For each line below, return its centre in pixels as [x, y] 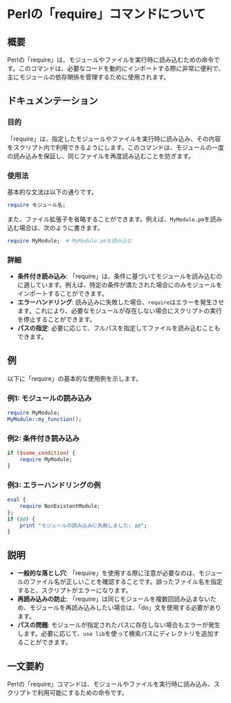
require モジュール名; [36, 205]
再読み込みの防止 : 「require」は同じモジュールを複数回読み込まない [114, 599]
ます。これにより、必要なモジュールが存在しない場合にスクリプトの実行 [120, 311]
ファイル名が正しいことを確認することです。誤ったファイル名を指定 [126, 582]
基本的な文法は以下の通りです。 [53, 191]
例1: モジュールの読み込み [49, 398]
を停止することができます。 [56, 319]
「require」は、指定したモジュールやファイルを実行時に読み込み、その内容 [114, 138]
